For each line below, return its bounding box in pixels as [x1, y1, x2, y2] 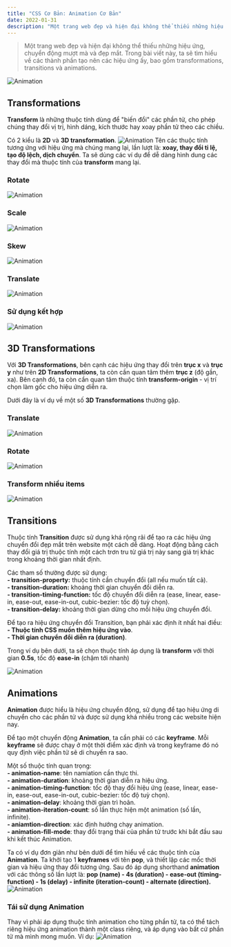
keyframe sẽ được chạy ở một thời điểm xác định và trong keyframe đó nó [7, 741, 219, 749]
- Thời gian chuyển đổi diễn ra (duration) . [7, 633, 128, 641]
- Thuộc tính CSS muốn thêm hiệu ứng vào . [7, 626, 133, 635]
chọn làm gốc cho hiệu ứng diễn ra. [7, 383, 108, 391]
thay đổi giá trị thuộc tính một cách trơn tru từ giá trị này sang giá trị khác [7, 548, 215, 556]
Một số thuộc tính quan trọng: [7, 761, 92, 770]
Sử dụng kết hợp [7, 307, 63, 317]
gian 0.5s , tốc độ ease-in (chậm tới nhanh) [7, 654, 130, 662]
